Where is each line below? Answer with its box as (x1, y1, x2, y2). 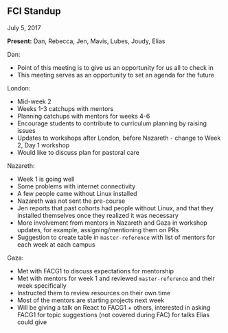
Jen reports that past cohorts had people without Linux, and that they (16, 203, 214, 212)
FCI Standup (7, 5, 62, 17)
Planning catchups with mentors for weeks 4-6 (16, 112, 150, 120)
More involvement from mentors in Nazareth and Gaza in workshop (16, 219, 207, 227)
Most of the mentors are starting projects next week (16, 296, 165, 304)
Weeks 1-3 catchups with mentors (16, 104, 114, 112)
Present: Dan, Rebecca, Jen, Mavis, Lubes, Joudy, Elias (7, 37, 166, 45)
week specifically (16, 281, 67, 290)
